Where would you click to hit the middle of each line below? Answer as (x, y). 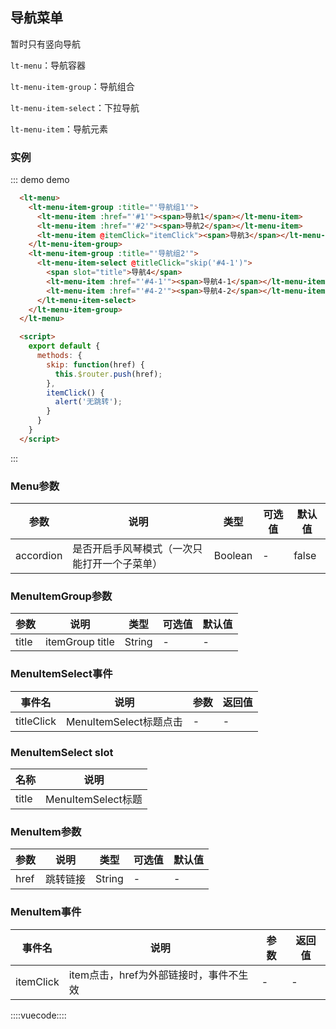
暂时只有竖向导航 (45, 44)
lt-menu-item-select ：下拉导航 (75, 107)
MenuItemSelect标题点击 (124, 721)
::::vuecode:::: (38, 1015)
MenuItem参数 (46, 831)
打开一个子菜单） (122, 564)
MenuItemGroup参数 (61, 596)
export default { (64, 346)
